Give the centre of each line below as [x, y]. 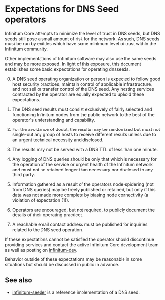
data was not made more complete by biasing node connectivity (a [80, 195]
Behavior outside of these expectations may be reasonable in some [74, 259]
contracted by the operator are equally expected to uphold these [78, 94]
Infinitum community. [27, 49]
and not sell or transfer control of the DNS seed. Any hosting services [83, 89]
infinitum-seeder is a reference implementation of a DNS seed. [76, 292]
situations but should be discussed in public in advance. [62, 264]
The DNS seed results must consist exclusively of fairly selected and [82, 109]
